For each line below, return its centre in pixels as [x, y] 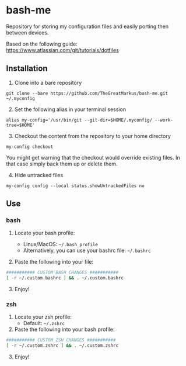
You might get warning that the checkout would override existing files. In [93, 157]
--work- [164, 120]
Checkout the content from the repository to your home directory [92, 136]
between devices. [27, 32]
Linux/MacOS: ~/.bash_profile [60, 244]
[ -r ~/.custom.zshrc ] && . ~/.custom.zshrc [62, 346]
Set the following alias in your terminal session [70, 109]
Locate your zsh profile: [43, 317]
